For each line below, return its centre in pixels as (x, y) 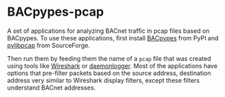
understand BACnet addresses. (52, 87)
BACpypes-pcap (56, 12)
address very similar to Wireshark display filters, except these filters (104, 80)
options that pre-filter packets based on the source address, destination (109, 73)
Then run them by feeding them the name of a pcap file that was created (109, 58)
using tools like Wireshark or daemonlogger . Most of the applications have (112, 66)
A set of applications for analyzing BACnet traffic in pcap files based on (108, 31)
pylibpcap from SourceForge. (49, 45)
